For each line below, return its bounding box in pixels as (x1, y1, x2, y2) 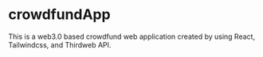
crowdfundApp (8, 6, 111, 24)
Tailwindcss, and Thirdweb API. (8, 40, 112, 49)
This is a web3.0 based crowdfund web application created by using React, (8, 32, 256, 41)
